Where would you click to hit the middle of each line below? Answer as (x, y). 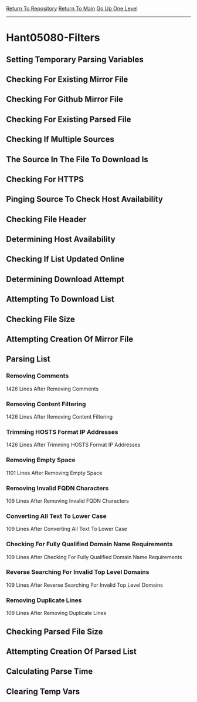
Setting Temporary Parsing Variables (75, 59)
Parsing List (28, 359)
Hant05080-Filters (53, 38)
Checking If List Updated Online (65, 259)
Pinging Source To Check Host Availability (84, 199)
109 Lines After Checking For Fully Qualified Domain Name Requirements (94, 557)
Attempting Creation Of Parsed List (71, 651)
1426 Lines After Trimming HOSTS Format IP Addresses (73, 445)
